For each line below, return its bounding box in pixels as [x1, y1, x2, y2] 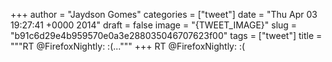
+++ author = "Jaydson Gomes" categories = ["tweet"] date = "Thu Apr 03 [10, 9, 318, 20]
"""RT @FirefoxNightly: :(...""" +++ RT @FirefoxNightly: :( [10, 40, 246, 52]
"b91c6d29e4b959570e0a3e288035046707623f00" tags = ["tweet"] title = [10, 30, 323, 41]
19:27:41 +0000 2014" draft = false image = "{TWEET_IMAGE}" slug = [10, 19, 298, 31]
